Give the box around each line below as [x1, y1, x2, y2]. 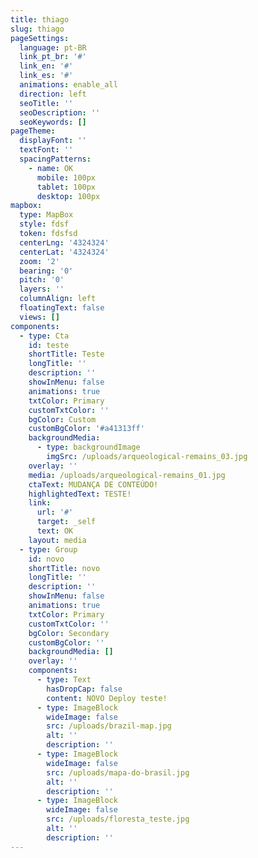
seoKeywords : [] [19, 117, 87, 127]
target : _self [36, 517, 97, 527]
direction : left [19, 89, 87, 99]
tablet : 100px [36, 182, 97, 192]
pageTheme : [10, 126, 56, 136]
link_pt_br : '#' [19, 52, 87, 62]
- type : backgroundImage [36, 442, 141, 453]
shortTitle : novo [28, 563, 101, 573]
